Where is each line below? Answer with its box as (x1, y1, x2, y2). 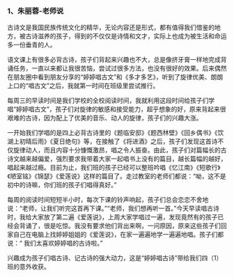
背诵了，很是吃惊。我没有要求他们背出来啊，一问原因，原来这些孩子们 (19, 221, 221, 230)
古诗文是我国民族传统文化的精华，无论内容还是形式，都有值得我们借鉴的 (7, 23, 214, 32)
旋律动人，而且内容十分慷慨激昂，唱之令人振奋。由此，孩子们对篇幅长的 (13, 146, 221, 155)
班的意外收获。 (7, 262, 50, 271)
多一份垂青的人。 (7, 40, 56, 49)
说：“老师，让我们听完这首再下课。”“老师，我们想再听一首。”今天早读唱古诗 (7, 204, 219, 213)
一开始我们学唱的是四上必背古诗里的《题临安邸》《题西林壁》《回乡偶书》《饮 (7, 129, 224, 137)
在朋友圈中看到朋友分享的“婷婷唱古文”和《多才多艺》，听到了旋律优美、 (7, 73, 211, 81)
